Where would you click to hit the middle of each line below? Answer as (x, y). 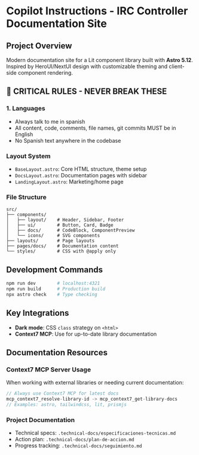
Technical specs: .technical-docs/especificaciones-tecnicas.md (95, 433)
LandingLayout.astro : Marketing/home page (69, 182)
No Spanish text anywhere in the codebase (68, 140)
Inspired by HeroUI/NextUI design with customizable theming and (87, 66)
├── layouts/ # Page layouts (50, 241)
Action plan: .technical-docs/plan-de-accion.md (74, 439)
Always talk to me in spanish (50, 121)
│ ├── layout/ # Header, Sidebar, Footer (65, 220)
